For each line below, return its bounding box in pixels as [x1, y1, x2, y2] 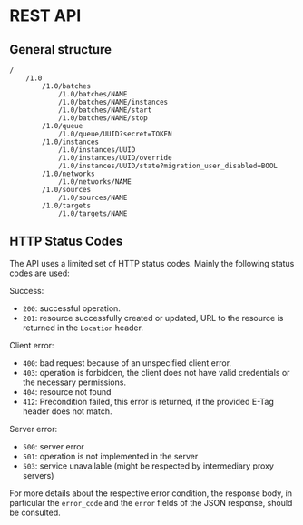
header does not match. [22, 406, 112, 417]
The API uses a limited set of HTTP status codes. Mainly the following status [9, 257, 295, 268]
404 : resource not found [22, 386, 112, 397]
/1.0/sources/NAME [57, 193, 128, 202]
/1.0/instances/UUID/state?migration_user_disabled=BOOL [57, 161, 279, 170]
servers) [22, 469, 54, 480]
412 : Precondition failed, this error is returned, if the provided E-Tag [22, 396, 274, 407]
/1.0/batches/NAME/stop [57, 114, 148, 123]
